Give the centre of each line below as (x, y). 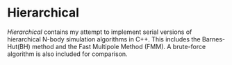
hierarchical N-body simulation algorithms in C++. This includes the (104, 39)
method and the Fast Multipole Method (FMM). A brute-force (119, 46)
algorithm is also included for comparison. (67, 54)
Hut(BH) (19, 46)
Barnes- (214, 39)
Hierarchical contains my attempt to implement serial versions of (100, 32)
